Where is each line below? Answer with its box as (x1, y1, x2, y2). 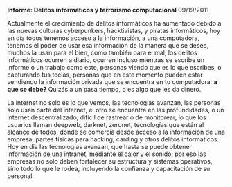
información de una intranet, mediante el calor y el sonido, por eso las (7, 150, 206, 158)
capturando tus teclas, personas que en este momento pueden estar (7, 70, 203, 79)
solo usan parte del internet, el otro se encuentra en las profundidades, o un (7, 106, 224, 114)
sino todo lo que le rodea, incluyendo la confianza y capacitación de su (7, 165, 211, 173)
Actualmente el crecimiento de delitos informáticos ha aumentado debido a (7, 19, 222, 27)
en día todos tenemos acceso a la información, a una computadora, (7, 34, 199, 42)
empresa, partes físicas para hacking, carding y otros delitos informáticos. (7, 135, 220, 144)
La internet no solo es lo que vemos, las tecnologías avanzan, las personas (7, 99, 221, 106)
